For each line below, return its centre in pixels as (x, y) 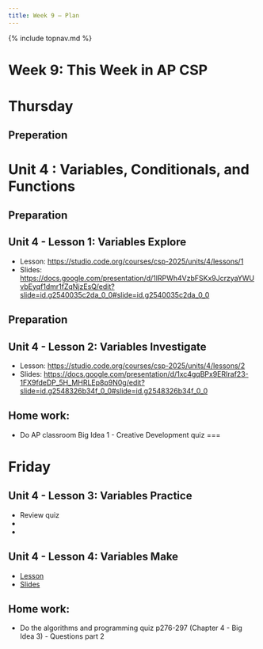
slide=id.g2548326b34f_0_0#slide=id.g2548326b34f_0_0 (114, 391)
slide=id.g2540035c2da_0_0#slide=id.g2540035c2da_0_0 (114, 294)
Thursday (41, 106)
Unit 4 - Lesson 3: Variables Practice (100, 496)
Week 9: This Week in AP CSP (108, 70)
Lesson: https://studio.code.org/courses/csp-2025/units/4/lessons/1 (131, 261)
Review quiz (40, 514)
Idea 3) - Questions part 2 (62, 636)
